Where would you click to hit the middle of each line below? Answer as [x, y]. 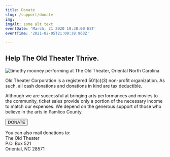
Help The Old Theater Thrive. [52, 58]
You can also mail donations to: [38, 133]
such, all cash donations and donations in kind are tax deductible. [74, 86]
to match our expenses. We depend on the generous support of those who [83, 106]
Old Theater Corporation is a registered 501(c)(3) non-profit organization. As [85, 80]
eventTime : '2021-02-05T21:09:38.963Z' [47, 33]
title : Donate [20, 10]
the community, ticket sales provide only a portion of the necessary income [84, 101]
